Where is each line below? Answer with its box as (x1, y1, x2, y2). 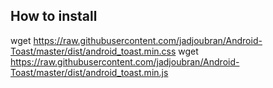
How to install (10, 8, 98, 25)
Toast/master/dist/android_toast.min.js (10, 66, 169, 78)
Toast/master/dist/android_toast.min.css (10, 45, 177, 57)
